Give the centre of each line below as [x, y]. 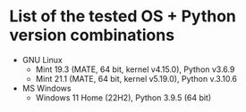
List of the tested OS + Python [123, 16]
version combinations [92, 35]
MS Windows [47, 88]
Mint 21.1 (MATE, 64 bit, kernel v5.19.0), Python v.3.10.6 [136, 78]
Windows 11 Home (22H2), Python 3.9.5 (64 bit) [123, 97]
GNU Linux [42, 60]
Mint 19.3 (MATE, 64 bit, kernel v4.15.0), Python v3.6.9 [135, 69]
